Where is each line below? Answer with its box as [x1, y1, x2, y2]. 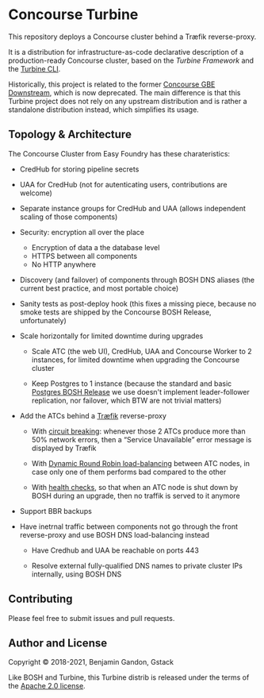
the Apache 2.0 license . [8, 681, 86, 691]
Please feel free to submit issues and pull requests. [8, 613, 175, 623]
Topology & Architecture [8, 128, 132, 141]
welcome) [19, 188, 53, 198]
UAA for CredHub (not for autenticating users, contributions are [19, 179, 228, 189]
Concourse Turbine [8, 6, 139, 24]
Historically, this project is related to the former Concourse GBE [8, 79, 216, 89]
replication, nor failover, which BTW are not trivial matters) [31, 395, 222, 405]
